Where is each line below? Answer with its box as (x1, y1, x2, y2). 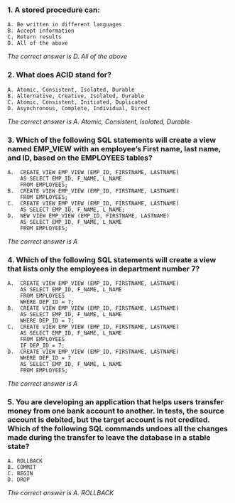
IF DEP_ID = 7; (20, 342, 65, 350)
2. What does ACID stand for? (7, 70, 111, 80)
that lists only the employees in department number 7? (7, 264, 200, 274)
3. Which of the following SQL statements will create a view (7, 135, 217, 145)
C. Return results (7, 33, 62, 40)
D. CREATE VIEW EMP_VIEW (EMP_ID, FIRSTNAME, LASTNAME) (7, 348, 180, 356)
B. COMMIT (7, 464, 37, 471)
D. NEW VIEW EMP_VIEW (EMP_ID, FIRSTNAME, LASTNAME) (7, 212, 170, 220)
